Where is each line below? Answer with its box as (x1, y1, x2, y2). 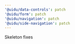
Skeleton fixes (4, 34, 33, 40)
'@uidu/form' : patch (4, 12, 47, 17)
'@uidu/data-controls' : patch (4, 7, 66, 12)
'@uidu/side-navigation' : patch (4, 21, 70, 26)
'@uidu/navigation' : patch (4, 16, 59, 21)
